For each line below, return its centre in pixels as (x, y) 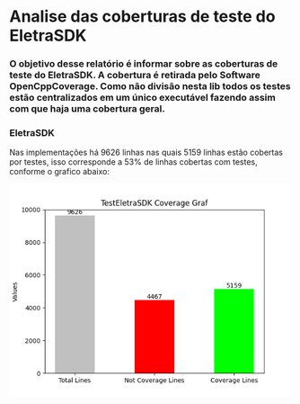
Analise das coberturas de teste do (142, 17)
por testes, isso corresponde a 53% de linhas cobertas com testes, (133, 162)
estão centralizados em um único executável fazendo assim (142, 98)
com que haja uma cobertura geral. (88, 109)
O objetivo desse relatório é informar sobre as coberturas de (144, 64)
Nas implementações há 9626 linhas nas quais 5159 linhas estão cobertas (146, 153)
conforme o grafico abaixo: (60, 172)
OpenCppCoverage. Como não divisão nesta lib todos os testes (150, 86)
